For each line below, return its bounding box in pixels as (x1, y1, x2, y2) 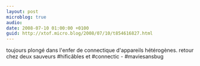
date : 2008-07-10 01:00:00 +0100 (6, 25, 89, 31)
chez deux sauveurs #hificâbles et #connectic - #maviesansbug (6, 53, 164, 60)
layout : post (6, 8, 39, 15)
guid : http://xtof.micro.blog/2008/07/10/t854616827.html (6, 31, 153, 37)
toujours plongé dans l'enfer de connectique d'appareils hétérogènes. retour (6, 47, 194, 54)
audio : (6, 19, 23, 25)
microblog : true (6, 14, 46, 20)
